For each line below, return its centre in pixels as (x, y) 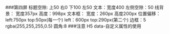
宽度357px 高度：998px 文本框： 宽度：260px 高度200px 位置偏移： (88, 13)
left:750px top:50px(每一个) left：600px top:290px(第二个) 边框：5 (76, 20)
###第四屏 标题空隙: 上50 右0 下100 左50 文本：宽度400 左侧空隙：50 (79, 7)
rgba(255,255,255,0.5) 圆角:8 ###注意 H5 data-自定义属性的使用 (73, 26)
